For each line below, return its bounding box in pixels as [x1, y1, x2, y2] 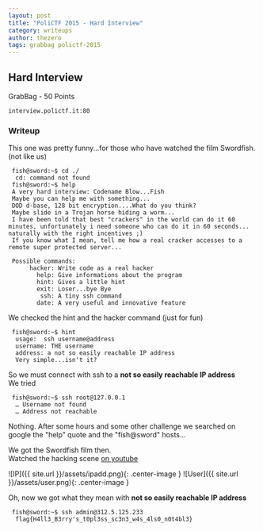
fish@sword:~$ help [11, 181, 77, 189]
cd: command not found [15, 174, 90, 183]
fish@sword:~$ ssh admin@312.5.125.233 [11, 509, 144, 517]
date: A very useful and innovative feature [36, 299, 186, 307]
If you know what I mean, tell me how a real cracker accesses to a [11, 237, 243, 244]
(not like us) [8, 152, 48, 161]
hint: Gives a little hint [36, 279, 126, 287]
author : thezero [8, 33, 62, 42]
